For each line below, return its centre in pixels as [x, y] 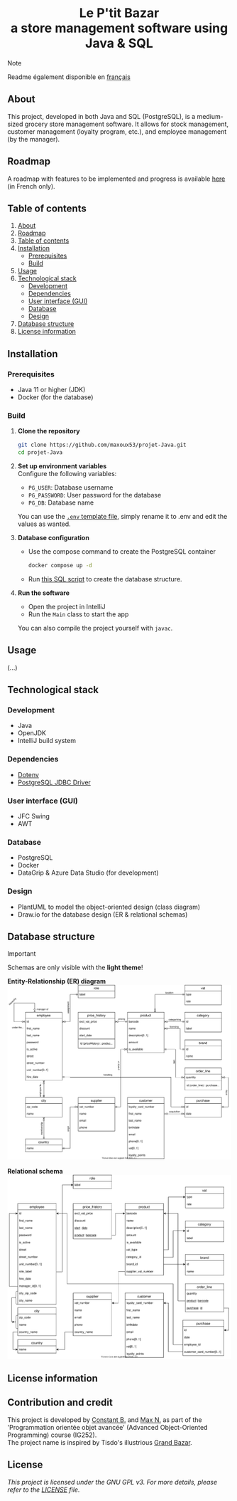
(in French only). [31, 186]
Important [22, 954]
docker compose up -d [60, 566]
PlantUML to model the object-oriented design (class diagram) [109, 907]
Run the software [43, 593]
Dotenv [28, 774]
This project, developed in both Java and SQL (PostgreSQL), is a [101, 116]
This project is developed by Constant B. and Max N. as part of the [105, 1420]
